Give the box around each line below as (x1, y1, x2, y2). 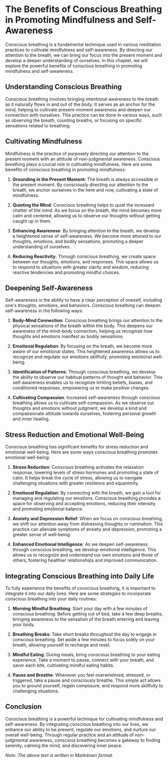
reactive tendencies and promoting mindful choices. (12, 269, 120, 275)
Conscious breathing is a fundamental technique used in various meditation (5, 41, 161, 47)
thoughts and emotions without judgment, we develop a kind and (12, 405, 147, 411)
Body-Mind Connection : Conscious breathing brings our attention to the (12, 318, 163, 324)
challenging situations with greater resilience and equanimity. (12, 480, 139, 486)
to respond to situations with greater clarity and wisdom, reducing (12, 264, 149, 270)
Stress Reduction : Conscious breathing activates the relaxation (12, 464, 144, 470)
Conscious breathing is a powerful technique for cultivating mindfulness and (5, 716, 163, 722)
